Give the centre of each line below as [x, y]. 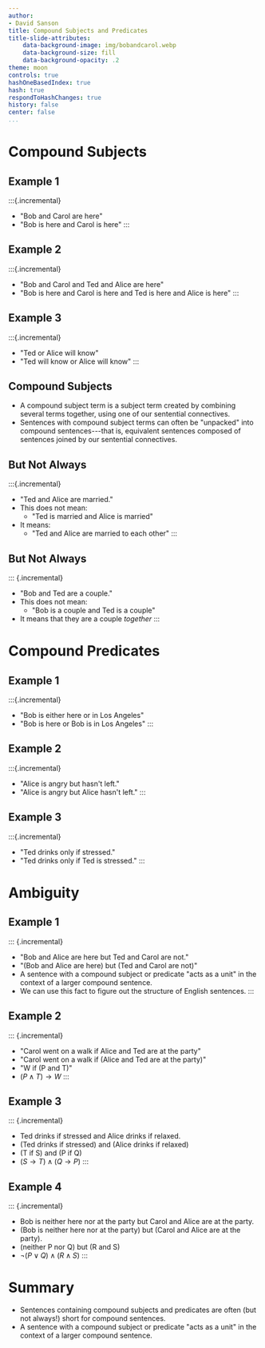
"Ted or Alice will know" [59, 353]
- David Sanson [34, 23]
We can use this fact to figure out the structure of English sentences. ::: [137, 991]
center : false [32, 113]
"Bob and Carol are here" [61, 216]
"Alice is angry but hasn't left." [69, 784]
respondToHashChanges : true [55, 98]
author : [21, 16]
